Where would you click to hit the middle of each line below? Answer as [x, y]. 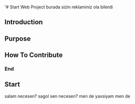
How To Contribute [34, 55]
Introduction [24, 22]
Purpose [18, 38]
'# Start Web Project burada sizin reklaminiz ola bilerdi [59, 7]
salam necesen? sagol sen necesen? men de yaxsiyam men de [67, 96]
